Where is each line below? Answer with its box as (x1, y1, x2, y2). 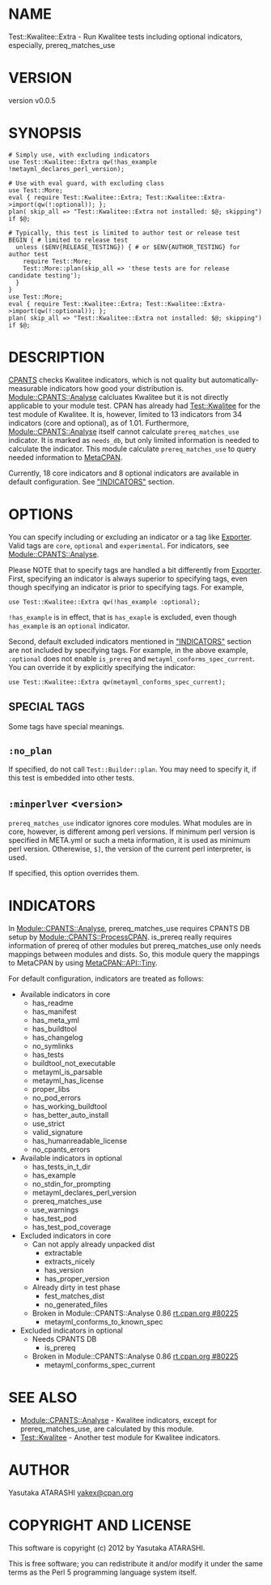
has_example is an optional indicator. (8, 621, 130, 630)
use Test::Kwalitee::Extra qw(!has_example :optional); (8, 598, 201, 606)
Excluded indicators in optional (19, 1325, 123, 1335)
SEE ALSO (8, 1389, 78, 1407)
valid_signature (32, 1128, 83, 1137)
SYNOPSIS (8, 124, 83, 143)
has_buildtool (32, 1024, 78, 1034)
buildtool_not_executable (32, 1059, 116, 1068)
